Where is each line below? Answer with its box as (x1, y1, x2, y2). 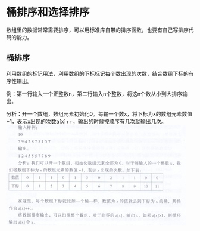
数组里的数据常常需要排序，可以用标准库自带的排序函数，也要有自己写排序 (6, 26, 189, 33)
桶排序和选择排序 (6, 5, 90, 19)
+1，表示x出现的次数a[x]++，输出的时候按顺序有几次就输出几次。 (6, 118, 167, 125)
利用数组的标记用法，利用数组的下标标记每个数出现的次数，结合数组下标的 (6, 70, 189, 77)
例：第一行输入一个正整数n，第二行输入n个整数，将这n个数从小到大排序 (6, 90, 183, 97)
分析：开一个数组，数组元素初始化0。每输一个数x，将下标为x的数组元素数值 (6, 110, 193, 117)
